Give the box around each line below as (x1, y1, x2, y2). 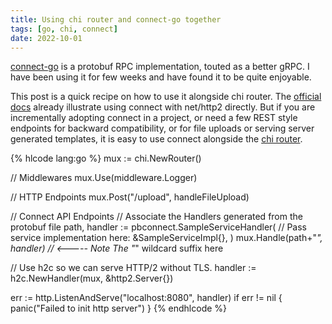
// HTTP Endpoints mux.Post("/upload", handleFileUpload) (10, 191, 250, 203)
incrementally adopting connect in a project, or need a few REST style (10, 112, 298, 124)
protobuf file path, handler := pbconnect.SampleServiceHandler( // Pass (10, 221, 307, 233)
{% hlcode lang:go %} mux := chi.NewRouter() (10, 152, 202, 165)
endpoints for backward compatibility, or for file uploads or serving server (10, 122, 315, 135)
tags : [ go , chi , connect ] (10, 24, 118, 34)
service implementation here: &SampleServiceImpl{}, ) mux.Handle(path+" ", (10, 232, 323, 244)
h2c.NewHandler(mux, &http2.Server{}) (10, 272, 174, 285)
